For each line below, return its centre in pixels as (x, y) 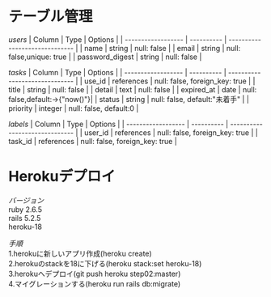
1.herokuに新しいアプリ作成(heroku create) (80, 253)
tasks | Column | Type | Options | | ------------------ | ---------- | (117, 72)
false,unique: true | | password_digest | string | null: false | (105, 57)
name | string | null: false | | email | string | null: (162, 48)
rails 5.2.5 (25, 218)
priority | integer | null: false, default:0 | (74, 108)
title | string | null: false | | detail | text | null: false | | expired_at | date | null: (133, 89)
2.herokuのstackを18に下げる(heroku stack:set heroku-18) (105, 263)
